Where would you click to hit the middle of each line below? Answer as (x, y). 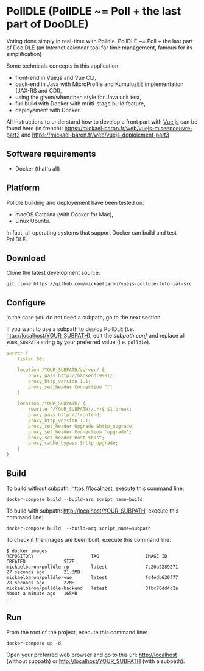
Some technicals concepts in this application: (63, 66)
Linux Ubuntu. (33, 221)
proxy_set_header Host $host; (66, 438)
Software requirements (51, 154)
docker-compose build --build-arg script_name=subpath (79, 528)
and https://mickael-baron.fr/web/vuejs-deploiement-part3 (95, 135)
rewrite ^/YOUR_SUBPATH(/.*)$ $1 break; (80, 410)
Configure (26, 303)
